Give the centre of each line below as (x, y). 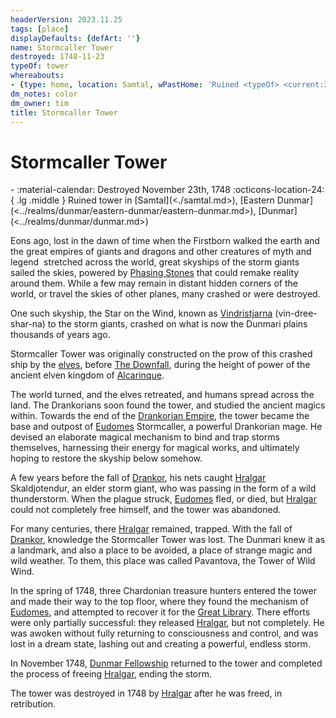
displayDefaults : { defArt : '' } (75, 38)
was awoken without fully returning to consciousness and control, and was (164, 633)
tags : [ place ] (40, 29)
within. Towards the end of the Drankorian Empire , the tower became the (160, 416)
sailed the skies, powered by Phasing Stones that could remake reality (155, 273)
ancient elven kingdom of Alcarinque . (87, 375)
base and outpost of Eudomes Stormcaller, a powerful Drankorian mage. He (166, 427)
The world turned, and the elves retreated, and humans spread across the (162, 395)
